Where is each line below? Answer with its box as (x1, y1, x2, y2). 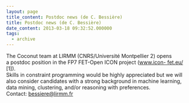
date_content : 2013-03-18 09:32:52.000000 (6, 25, 112, 31)
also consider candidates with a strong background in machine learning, (6, 78, 182, 85)
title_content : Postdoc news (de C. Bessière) (6, 14, 123, 20)
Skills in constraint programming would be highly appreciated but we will (6, 72, 183, 78)
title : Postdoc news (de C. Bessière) (6, 20, 102, 25)
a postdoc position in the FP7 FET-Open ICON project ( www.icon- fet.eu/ (6, 59, 183, 66)
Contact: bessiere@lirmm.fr (6, 90, 74, 97)
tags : (6, 31, 19, 37)
